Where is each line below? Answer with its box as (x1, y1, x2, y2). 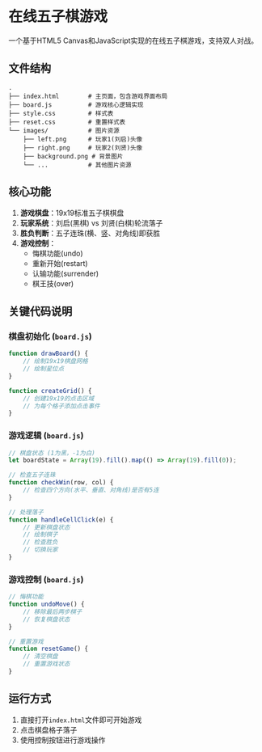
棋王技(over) (32, 278, 74, 288)
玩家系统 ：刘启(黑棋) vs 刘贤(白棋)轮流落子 (19, 218, 163, 227)
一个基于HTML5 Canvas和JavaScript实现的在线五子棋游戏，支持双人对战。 (8, 36, 259, 45)
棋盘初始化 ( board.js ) (8, 331, 92, 342)
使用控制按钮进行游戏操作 (19, 735, 106, 745)
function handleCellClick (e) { (8, 515, 114, 524)
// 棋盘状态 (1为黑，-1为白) (8, 449, 95, 457)
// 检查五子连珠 (8, 471, 56, 480)
